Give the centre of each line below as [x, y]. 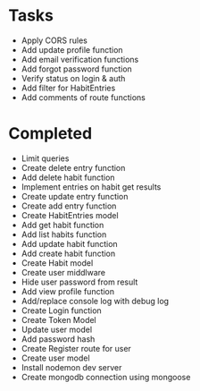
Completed [50, 134]
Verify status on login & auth [73, 78]
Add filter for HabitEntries [68, 88]
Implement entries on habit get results [91, 187]
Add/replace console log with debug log [95, 301]
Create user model [55, 358]
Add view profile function [68, 291]
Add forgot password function [77, 69]
